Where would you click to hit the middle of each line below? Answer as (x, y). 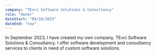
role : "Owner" (20, 14)
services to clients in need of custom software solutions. (63, 48)
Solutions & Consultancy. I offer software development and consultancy (78, 43)
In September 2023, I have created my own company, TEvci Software (76, 38)
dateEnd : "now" (21, 24)
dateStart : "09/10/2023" (31, 19)
